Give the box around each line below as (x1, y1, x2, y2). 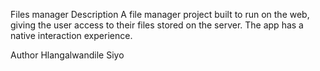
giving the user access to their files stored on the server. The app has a (10, 19, 304, 31)
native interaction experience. (10, 30, 133, 41)
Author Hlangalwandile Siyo (10, 49, 125, 61)
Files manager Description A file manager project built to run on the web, (10, 9, 310, 20)
